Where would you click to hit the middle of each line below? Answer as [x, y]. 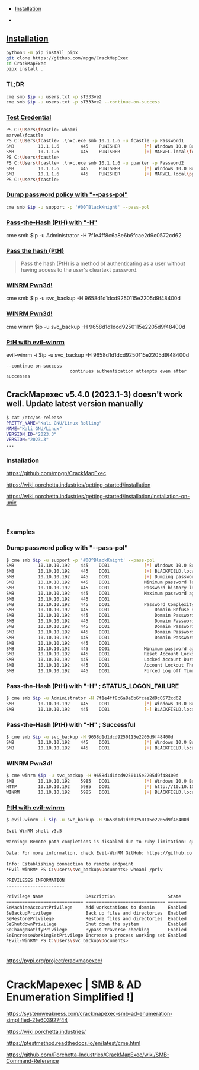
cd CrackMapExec [26, 64]
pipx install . [25, 69]
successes [18, 376]
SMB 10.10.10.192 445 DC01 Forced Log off [94, 671]
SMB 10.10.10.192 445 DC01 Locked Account [94, 660]
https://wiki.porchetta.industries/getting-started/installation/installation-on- [98, 497]
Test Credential [29, 117]
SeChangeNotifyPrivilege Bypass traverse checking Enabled [96, 930]
